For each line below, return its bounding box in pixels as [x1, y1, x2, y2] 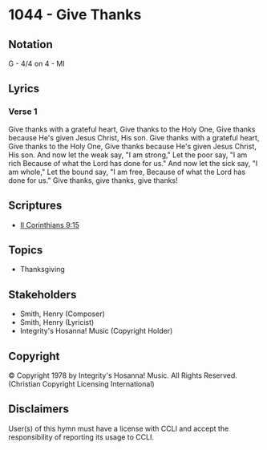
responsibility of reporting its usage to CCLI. [8, 432, 155, 442]
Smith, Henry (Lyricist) [19, 318, 95, 327]
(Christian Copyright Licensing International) [8, 379, 155, 388]
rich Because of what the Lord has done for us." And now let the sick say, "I [8, 158, 258, 168]
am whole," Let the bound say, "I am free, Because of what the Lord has [8, 167, 246, 176]
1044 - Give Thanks [8, 6, 142, 24]
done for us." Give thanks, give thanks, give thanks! [8, 175, 178, 185]
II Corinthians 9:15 [19, 220, 80, 229]
